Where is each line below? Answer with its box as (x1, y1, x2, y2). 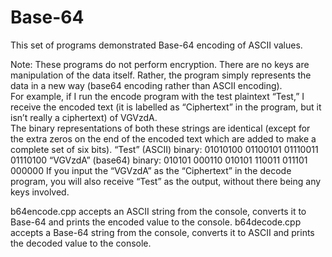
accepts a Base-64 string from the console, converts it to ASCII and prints (10, 226, 315, 238)
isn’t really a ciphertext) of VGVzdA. (10, 111, 158, 123)
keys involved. (10, 186, 70, 198)
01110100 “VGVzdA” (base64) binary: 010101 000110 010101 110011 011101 (10, 154, 308, 166)
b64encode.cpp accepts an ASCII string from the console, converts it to (10, 205, 307, 217)
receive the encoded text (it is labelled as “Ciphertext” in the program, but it (10, 101, 322, 113)
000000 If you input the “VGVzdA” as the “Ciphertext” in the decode (10, 164, 292, 176)
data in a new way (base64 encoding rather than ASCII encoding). (10, 79, 283, 91)
